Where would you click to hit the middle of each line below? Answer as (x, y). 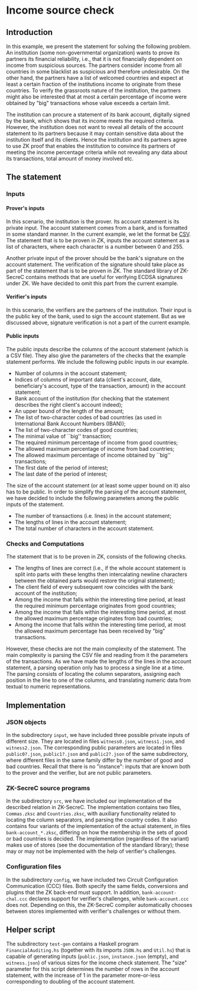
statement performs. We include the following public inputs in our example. (98, 361)
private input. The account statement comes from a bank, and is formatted (97, 227)
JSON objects (26, 722)
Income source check (60, 10)
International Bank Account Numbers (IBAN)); (70, 424)
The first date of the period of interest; (61, 467)
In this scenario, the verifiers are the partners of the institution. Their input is (99, 310)
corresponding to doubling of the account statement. (71, 982)
